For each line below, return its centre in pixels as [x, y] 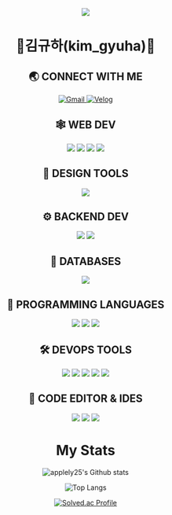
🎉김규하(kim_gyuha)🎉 [86, 46]
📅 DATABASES [86, 261]
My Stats [86, 450]
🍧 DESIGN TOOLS [86, 173]
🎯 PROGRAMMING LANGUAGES [86, 305]
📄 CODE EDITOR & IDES [86, 399]
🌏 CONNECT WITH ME [86, 77]
